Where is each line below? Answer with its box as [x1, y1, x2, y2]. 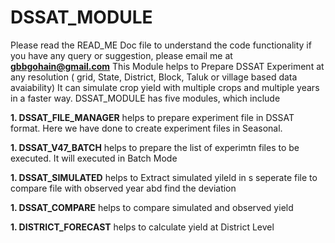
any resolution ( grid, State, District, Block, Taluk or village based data [10, 71, 298, 83]
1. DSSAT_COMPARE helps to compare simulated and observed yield [10, 201, 294, 213]
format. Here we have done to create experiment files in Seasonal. [10, 122, 283, 134]
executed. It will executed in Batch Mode [10, 152, 178, 164]
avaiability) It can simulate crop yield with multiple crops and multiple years [10, 81, 320, 93]
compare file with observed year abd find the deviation [10, 182, 237, 194]
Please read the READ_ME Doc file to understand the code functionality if [10, 39, 312, 51]
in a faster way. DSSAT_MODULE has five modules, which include [10, 92, 281, 104]
